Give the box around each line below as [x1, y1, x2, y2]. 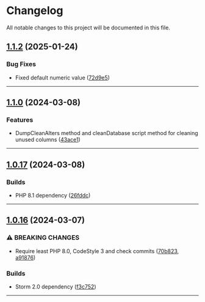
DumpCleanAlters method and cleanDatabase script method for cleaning [15, 130, 198, 137]
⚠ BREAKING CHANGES [6, 234, 80, 242]
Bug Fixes [6, 60, 37, 68]
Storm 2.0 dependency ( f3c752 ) [15, 282, 96, 290]
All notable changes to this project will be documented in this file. [6, 24, 171, 31]
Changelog [6, 4, 63, 18]
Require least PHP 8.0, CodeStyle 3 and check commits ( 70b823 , [15, 247, 179, 254]
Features [6, 116, 34, 124]
